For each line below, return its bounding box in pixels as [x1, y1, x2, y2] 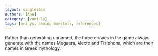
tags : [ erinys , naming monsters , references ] [5, 21, 100, 26]
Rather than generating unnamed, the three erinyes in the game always [5, 35, 150, 41]
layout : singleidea [5, 7, 45, 12]
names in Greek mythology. [5, 45, 61, 51]
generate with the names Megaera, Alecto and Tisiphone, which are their [5, 40, 154, 46]
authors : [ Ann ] [5, 12, 37, 17]
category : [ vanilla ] [5, 16, 48, 21]
